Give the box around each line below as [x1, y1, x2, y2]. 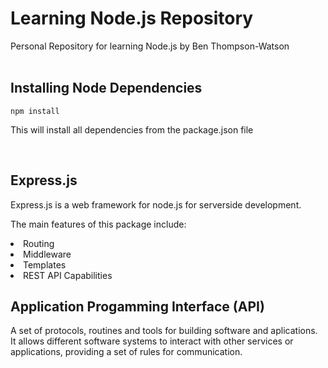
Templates [23, 258, 67, 271]
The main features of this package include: [10, 218, 187, 230]
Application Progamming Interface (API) [10, 298, 265, 315]
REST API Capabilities [23, 269, 113, 281]
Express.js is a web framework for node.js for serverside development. [10, 198, 302, 211]
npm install [10, 106, 60, 116]
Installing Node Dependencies [10, 80, 203, 97]
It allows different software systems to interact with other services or [10, 335, 294, 347]
